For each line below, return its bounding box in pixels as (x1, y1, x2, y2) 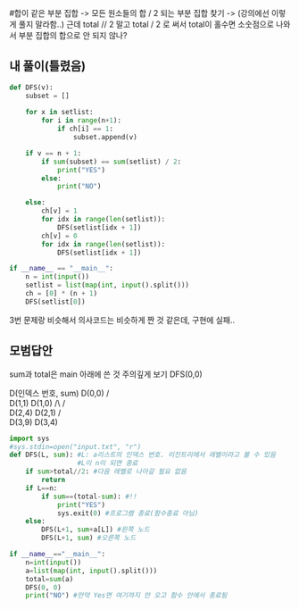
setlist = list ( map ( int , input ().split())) (25, 280, 190, 290)
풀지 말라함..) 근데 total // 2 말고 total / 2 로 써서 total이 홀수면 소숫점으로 (18, 19, 275, 29)
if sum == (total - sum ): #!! (41, 492, 138, 501)
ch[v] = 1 (41, 206, 78, 216)
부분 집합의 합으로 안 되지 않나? (18, 30, 128, 40)
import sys (9, 434, 50, 443)
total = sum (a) (25, 574, 74, 583)
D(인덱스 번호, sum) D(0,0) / (9, 388, 110, 398)
